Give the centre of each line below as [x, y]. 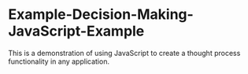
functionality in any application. [59, 61]
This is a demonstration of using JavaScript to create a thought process [124, 53]
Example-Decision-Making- [101, 15]
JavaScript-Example [76, 31]
